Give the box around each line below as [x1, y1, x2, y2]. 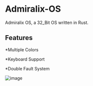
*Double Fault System [5, 65, 50, 71]
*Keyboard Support [5, 56, 45, 62]
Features [5, 34, 33, 42]
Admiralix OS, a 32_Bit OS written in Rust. [5, 20, 89, 25]
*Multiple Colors [5, 46, 39, 52]
